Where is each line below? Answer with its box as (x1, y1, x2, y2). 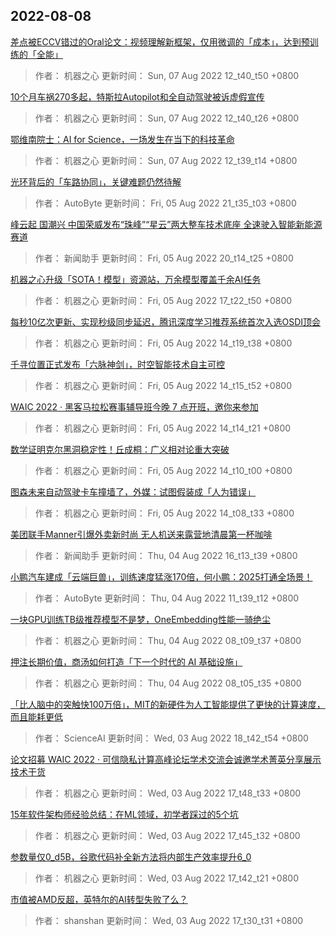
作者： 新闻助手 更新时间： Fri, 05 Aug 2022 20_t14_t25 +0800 (34, 252, 294, 264)
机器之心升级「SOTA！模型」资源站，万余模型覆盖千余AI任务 (10, 273, 262, 285)
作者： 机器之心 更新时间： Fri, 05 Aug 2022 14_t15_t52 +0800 (34, 379, 293, 391)
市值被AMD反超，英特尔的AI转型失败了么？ (10, 893, 188, 905)
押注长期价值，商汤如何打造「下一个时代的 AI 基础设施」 (10, 655, 243, 668)
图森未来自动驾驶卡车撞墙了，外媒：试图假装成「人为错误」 (10, 485, 256, 498)
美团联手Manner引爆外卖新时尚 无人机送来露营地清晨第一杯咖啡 (10, 528, 273, 540)
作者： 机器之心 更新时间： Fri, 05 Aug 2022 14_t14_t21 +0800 (34, 422, 292, 434)
